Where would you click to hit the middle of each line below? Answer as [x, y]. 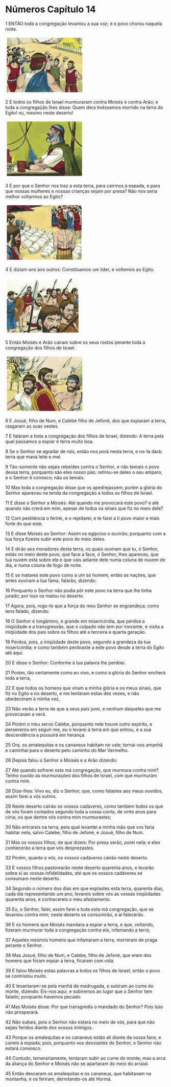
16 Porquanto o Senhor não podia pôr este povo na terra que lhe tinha [79, 590]
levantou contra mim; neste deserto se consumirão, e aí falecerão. [75, 915]
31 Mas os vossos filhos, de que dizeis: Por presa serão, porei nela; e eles [83, 842]
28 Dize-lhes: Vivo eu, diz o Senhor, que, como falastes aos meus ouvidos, [84, 791]
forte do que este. [24, 523]
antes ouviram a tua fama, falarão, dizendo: [51, 580]
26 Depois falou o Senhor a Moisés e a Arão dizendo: [61, 760]
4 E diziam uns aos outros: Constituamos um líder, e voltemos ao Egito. [80, 269]
